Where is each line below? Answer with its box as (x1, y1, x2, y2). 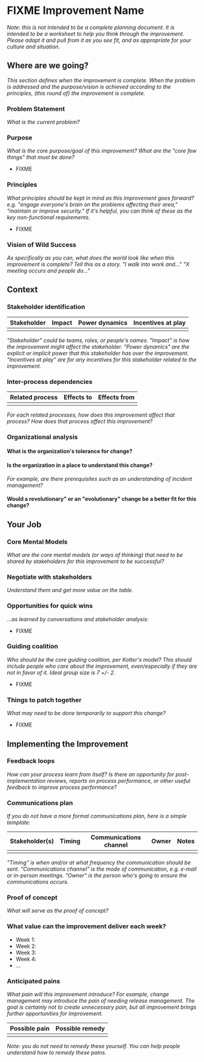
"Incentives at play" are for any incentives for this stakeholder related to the (7, 355, 197, 363)
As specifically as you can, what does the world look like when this (7, 254, 174, 261)
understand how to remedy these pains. (7, 1049, 107, 1056)
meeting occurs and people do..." (7, 267, 90, 274)
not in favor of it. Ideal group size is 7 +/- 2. (7, 668, 116, 676)
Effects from (97, 393, 135, 401)
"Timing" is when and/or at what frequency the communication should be (7, 859, 191, 866)
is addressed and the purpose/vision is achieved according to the (7, 83, 171, 90)
